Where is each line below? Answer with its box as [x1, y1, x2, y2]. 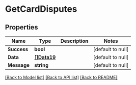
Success [7, 46, 28, 53]
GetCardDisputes [5, 3, 78, 15]
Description [60, 38, 88, 44]
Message [7, 62, 30, 68]
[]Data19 [34, 54, 56, 60]
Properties [5, 23, 38, 31]
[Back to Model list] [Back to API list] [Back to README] [5, 75, 118, 80]
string [34, 62, 49, 68]
